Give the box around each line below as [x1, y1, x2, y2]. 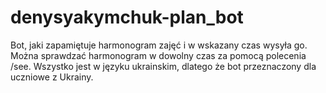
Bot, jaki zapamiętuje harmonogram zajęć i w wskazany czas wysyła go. [10, 39, 308, 51]
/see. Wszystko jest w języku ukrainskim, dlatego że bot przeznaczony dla [10, 60, 317, 72]
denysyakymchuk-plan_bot [10, 6, 244, 29]
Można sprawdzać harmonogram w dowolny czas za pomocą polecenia [10, 49, 307, 61]
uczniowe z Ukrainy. [10, 71, 94, 83]
